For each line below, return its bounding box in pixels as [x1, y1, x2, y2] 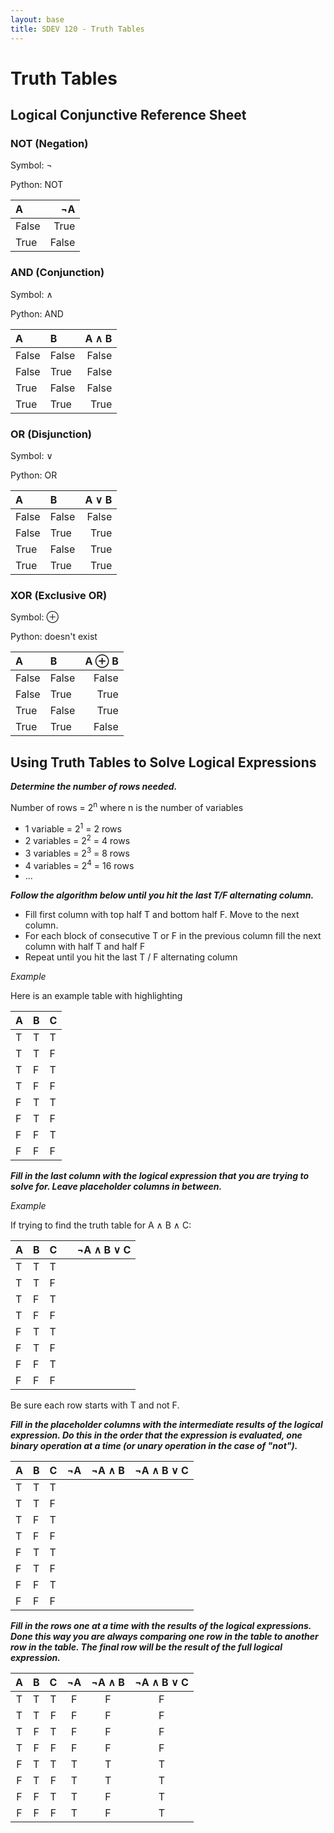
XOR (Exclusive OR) [10, 588, 108, 602]
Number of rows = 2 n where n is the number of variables [10, 800, 244, 813]
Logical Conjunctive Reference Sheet [10, 107, 247, 124]
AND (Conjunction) [10, 266, 105, 280]
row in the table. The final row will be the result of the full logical [10, 1641, 283, 1653]
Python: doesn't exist [10, 631, 98, 643]
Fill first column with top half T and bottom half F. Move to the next [24, 909, 300, 921]
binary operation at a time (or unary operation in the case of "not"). [10, 1440, 298, 1452]
